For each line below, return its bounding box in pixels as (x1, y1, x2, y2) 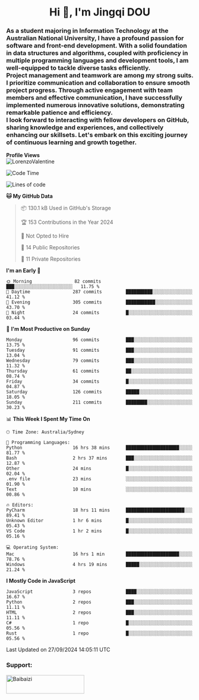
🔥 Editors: (6, 502, 34, 508)
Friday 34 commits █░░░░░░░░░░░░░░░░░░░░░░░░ (6, 379, 193, 385)
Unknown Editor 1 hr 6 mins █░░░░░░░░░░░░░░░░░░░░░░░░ (6, 518, 193, 524)
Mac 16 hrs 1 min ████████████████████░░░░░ (6, 551, 193, 557)
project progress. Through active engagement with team (6, 86, 173, 95)
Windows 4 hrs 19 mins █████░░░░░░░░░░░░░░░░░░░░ (6, 562, 193, 568)
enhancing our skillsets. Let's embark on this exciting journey (6, 131, 188, 139)
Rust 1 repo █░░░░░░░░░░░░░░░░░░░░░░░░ (6, 630, 193, 636)
